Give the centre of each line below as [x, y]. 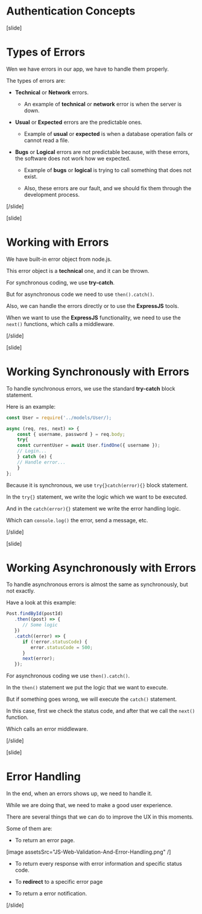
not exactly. [21, 591]
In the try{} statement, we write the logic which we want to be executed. [97, 497]
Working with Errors [58, 242]
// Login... [32, 451]
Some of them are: [29, 829]
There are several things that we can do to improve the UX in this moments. [100, 817]
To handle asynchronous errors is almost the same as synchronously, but [97, 584]
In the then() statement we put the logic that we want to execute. [87, 688]
